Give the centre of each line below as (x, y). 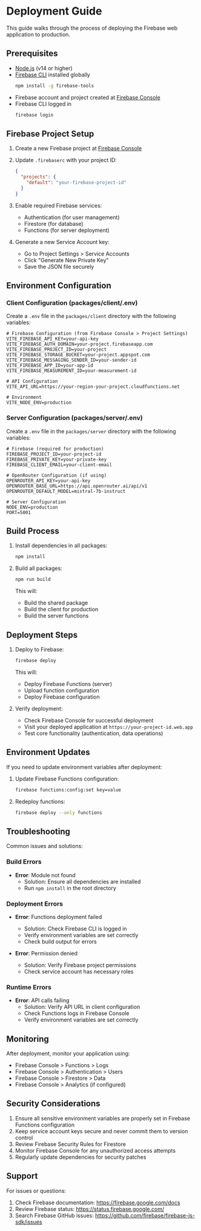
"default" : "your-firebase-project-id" (77, 183)
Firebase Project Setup (50, 134)
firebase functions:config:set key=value (68, 790)
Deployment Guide (54, 11)
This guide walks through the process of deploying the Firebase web (92, 28)
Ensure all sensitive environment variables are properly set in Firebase (103, 1118)
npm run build (33, 580)
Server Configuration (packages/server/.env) (75, 418)
